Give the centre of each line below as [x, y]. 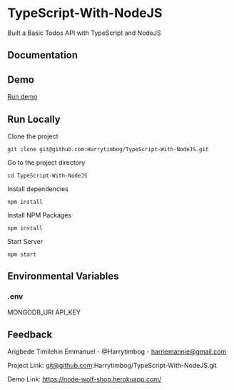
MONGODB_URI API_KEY [44, 312]
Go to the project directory [46, 163]
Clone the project [33, 136]
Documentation [43, 55]
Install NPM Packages [40, 215]
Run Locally [34, 119]
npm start [22, 255]
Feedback [30, 335]
